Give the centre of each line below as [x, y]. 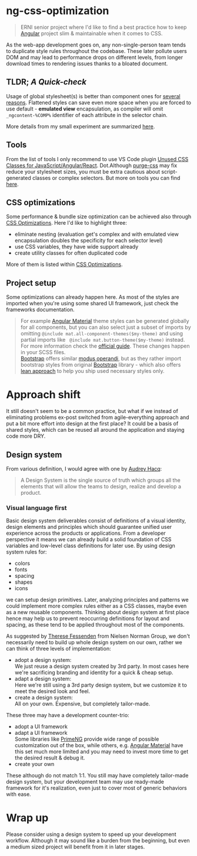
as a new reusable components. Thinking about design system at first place [98, 612]
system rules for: [26, 552]
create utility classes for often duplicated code [71, 253]
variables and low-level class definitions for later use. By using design [91, 546]
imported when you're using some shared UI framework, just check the [92, 304]
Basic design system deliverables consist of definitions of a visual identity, [96, 521]
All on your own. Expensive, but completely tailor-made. [82, 704]
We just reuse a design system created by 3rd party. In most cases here [102, 667]
